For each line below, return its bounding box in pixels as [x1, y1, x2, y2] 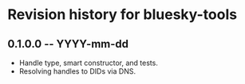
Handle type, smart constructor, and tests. [18, 58, 159, 67]
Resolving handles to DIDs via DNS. [18, 67, 136, 76]
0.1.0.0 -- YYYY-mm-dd [7, 37, 129, 51]
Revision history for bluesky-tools [7, 6, 237, 24]
